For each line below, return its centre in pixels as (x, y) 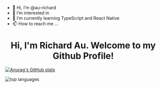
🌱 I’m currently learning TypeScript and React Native (66, 18)
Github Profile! (83, 56)
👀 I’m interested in (31, 13)
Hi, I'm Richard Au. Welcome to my (83, 46)
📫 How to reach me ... (35, 24)
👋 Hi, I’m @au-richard (34, 8)
